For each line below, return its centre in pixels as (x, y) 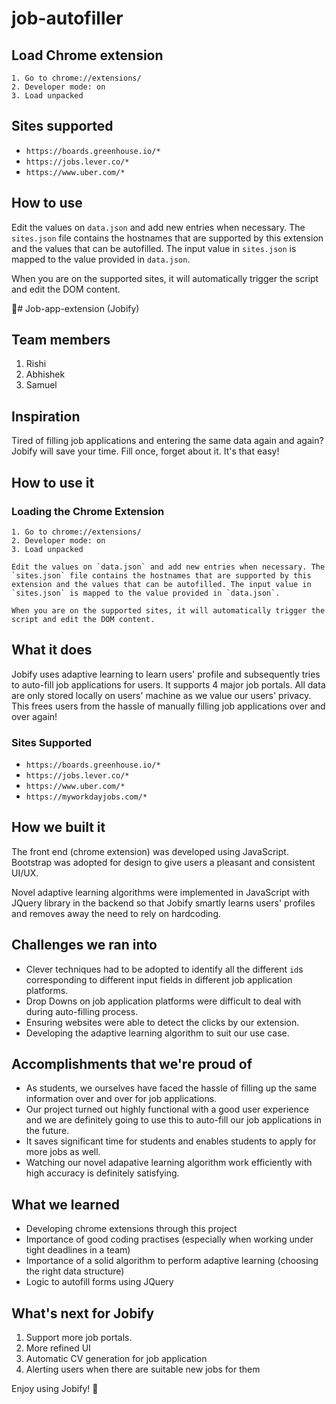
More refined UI (58, 1348)
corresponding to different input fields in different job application (159, 979)
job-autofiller (67, 18)
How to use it (53, 482)
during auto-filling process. (82, 1011)
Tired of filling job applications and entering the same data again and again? (167, 441)
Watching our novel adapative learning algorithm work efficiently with (169, 1163)
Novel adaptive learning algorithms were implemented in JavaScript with (160, 892)
